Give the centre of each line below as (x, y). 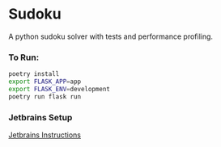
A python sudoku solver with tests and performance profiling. (110, 36)
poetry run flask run (45, 97)
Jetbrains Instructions (45, 135)
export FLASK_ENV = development (59, 89)
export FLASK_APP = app (45, 82)
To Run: (24, 57)
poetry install (34, 74)
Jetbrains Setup (40, 117)
